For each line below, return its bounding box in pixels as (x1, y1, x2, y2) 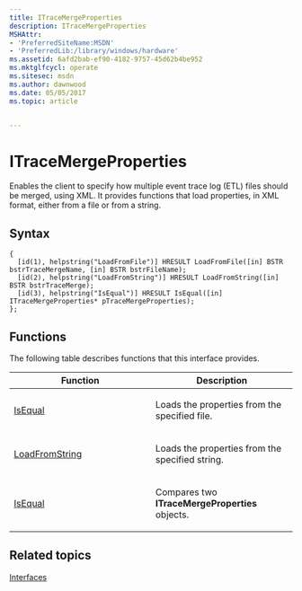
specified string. (155, 453, 225, 465)
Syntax (9, 225, 50, 241)
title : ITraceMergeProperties (9, 13, 123, 22)
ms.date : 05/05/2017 (9, 88, 87, 97)
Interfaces (9, 571, 48, 582)
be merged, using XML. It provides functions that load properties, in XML (9, 190, 280, 201)
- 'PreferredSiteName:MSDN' (9, 38, 115, 48)
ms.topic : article (9, 96, 78, 106)
